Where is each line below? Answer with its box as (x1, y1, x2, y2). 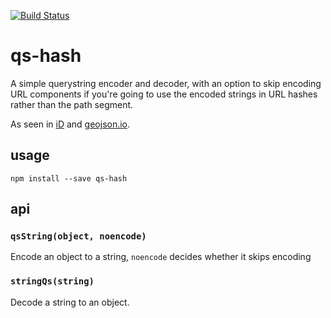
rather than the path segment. (10, 98, 134, 110)
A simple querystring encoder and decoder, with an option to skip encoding (10, 77, 322, 89)
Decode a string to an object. (10, 296, 130, 308)
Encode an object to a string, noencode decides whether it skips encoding (10, 251, 312, 263)
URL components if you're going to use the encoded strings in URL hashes (10, 88, 318, 100)
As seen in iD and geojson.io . (10, 118, 131, 130)
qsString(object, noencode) (10, 231, 147, 242)
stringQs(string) (10, 276, 95, 287)
